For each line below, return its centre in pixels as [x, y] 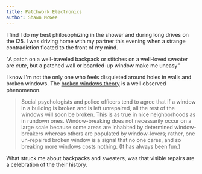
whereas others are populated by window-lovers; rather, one [120, 134]
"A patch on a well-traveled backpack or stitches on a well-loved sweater [97, 59]
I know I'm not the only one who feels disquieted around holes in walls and [99, 77]
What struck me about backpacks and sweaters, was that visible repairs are [100, 158]
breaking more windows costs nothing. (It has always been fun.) [101, 146]
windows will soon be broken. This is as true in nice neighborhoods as [108, 114]
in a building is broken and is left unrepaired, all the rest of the [98, 108]
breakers [32, 134]
